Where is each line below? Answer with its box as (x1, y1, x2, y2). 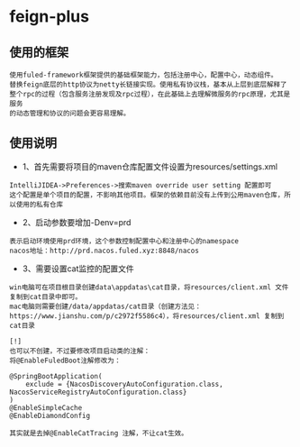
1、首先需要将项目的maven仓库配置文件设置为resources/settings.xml (22, 160, 278, 172)
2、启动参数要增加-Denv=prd (22, 216, 132, 227)
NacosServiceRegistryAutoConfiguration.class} (9, 388, 187, 397)
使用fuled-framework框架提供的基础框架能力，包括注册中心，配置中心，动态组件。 (9, 70, 277, 79)
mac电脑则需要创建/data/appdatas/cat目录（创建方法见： (9, 302, 202, 311)
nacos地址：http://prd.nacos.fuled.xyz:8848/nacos (9, 246, 200, 255)
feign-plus (9, 6, 90, 27)
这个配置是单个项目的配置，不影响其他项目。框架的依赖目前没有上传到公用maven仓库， (9, 190, 285, 199)
